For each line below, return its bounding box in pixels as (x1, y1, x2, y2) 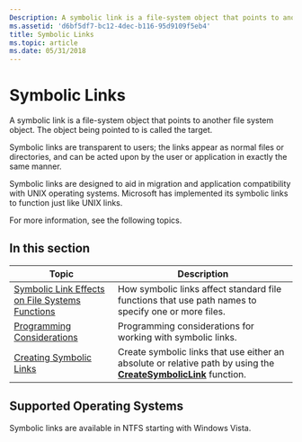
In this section (9, 241, 91, 256)
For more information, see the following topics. (9, 215, 182, 225)
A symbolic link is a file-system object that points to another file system (9, 115, 274, 126)
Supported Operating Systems (9, 399, 184, 414)
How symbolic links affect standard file (118, 282, 282, 295)
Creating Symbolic (13, 351, 93, 364)
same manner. (9, 161, 62, 172)
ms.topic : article (9, 38, 78, 48)
